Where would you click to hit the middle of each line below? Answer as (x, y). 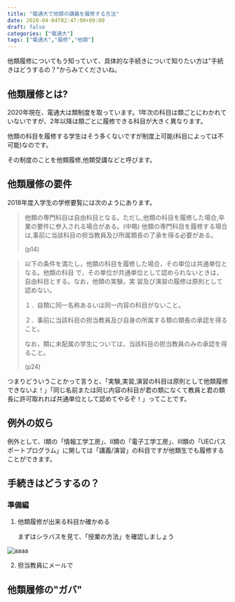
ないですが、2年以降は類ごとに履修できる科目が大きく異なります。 (110, 121)
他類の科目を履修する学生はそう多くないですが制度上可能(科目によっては (113, 136)
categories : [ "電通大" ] (40, 33)
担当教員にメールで (45, 565)
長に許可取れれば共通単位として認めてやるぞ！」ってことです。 (99, 399)
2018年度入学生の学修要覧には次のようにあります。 (82, 202)
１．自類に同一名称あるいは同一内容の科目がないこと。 (104, 305)
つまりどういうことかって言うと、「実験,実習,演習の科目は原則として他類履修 (118, 381)
